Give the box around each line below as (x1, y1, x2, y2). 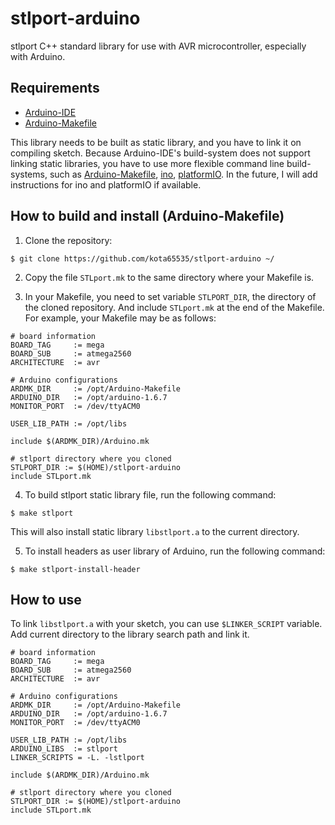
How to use (10, 591, 82, 608)
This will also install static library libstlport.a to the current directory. (10, 525, 300, 537)
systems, (10, 168, 48, 180)
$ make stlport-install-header (10, 564, 141, 574)
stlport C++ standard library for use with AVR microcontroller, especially (10, 40, 307, 52)
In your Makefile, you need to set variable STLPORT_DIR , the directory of (24, 290, 317, 302)
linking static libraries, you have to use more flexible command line (10, 157, 285, 169)
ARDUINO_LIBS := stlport (10, 744, 118, 754)
